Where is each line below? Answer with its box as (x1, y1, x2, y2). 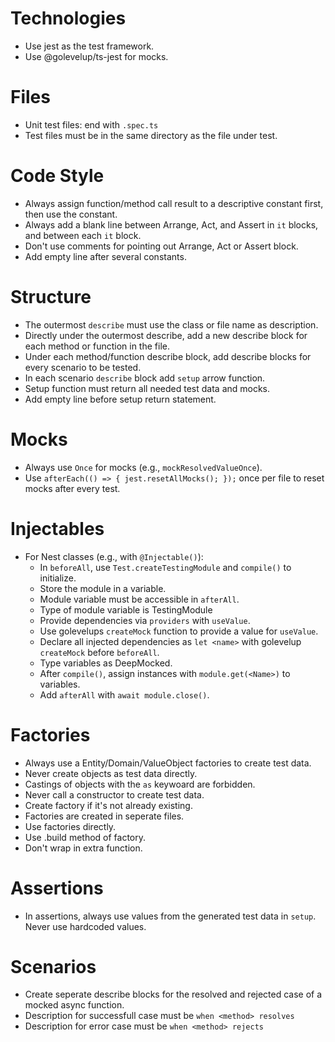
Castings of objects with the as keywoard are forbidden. (24, 778, 256, 790)
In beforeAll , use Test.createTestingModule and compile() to (39, 561, 292, 573)
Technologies (10, 7, 127, 30)
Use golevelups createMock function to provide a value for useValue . (39, 625, 319, 637)
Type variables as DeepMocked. (39, 657, 173, 669)
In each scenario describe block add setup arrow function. (24, 372, 266, 384)
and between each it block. (24, 229, 142, 241)
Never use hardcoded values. (24, 920, 147, 932)
